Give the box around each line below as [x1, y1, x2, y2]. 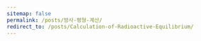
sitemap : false [6, 10, 52, 17]
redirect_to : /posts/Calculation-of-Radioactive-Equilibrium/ [6, 23, 194, 30]
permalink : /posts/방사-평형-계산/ [6, 17, 103, 24]
